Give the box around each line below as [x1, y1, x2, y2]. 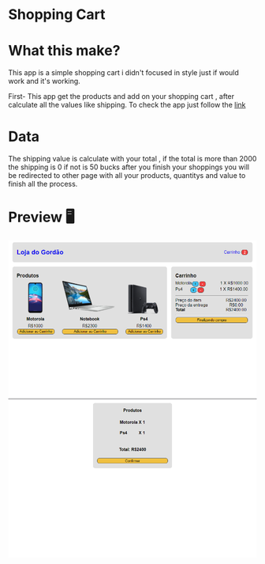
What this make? [8, 42, 121, 60]
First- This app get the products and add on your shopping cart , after [8, 92, 235, 101]
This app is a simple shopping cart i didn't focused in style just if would [8, 68, 239, 78]
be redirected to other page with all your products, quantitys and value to [8, 171, 246, 180]
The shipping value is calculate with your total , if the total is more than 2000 [8, 154, 257, 164]
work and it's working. [8, 77, 80, 86]
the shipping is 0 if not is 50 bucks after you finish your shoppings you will [8, 162, 250, 172]
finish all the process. [8, 180, 78, 189]
